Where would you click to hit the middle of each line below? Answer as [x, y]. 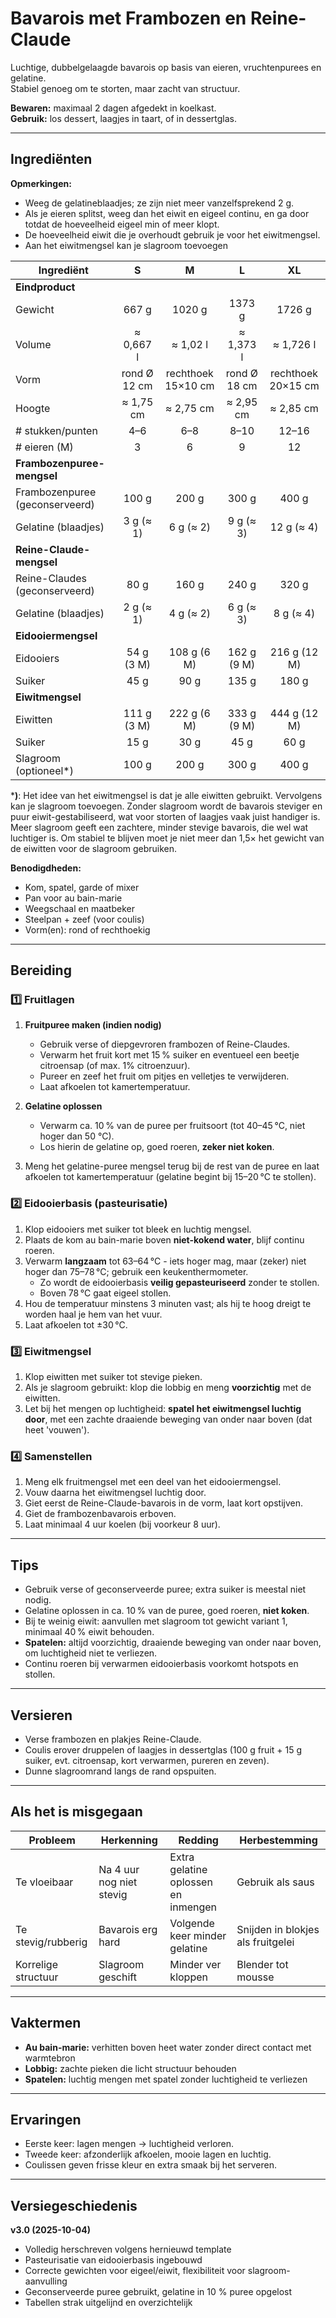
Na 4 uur [119, 1869]
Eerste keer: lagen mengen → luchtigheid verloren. [129, 2144]
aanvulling [46, 2281]
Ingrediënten [51, 159]
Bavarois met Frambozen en [128, 18]
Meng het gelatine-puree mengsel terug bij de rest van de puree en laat [172, 1166]
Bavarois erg [128, 1929]
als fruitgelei [265, 1942]
